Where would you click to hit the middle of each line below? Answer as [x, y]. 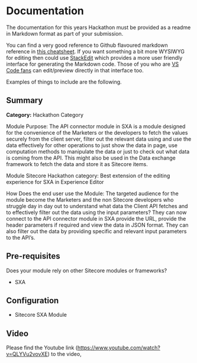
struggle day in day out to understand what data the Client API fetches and [97, 206]
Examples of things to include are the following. [64, 82]
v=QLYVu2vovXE [27, 354]
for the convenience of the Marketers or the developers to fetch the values [97, 132]
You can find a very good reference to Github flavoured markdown [87, 45]
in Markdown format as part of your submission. [65, 33]
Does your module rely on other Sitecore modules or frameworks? [87, 270]
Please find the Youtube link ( [42, 348]
